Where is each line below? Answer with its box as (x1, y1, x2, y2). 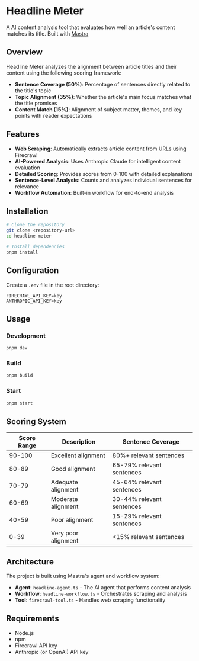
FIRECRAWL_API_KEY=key (6, 293, 62, 299)
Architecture (6, 557, 54, 567)
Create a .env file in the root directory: (6, 281, 99, 288)
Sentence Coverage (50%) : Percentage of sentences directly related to (14, 81, 191, 88)
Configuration (6, 265, 59, 276)
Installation (6, 206, 49, 216)
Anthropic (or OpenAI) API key (14, 648, 89, 655)
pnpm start (6, 400, 33, 406)
